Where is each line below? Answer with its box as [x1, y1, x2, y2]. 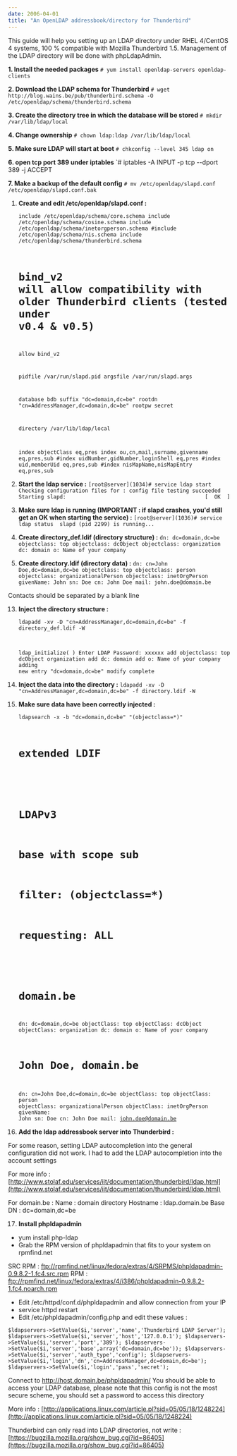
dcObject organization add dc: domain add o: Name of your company [18, 655, 221, 663]
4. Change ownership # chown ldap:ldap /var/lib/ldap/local [8, 130, 191, 139]
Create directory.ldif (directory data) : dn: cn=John [18, 558, 168, 568]
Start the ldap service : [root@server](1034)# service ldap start [18, 479, 212, 488]
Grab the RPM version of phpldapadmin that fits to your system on [18, 1241, 211, 1249]
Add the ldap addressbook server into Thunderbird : [18, 1127, 175, 1136]
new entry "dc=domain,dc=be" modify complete [18, 668, 154, 675]
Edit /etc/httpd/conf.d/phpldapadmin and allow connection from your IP [18, 1298, 226, 1307]
